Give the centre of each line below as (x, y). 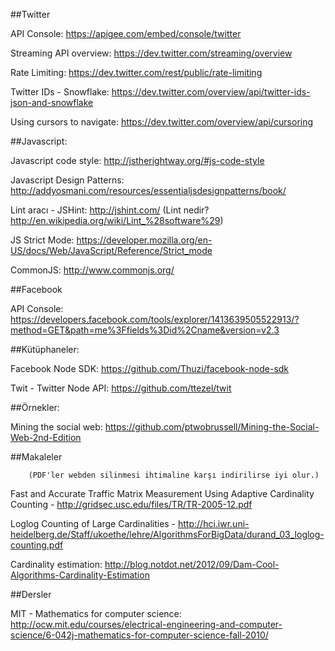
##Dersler (31, 594)
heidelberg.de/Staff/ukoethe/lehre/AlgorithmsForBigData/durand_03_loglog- (167, 534)
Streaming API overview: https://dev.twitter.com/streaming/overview (151, 53)
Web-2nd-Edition (46, 437)
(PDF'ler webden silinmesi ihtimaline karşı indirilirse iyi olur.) (174, 475)
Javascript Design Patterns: (67, 180)
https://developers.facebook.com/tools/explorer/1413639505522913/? (155, 319)
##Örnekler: (35, 407)
